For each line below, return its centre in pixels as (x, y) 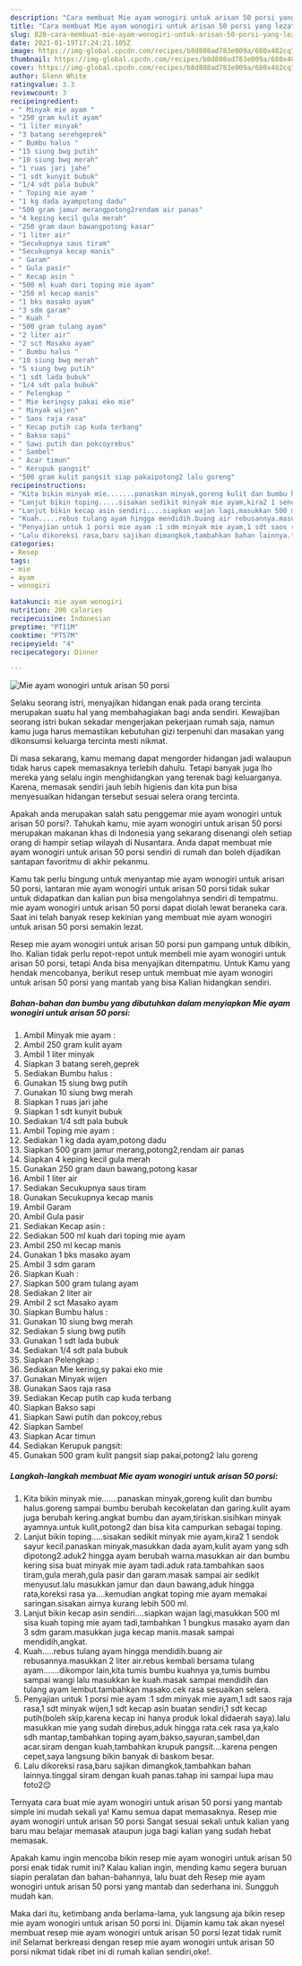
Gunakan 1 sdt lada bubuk (71, 1341)
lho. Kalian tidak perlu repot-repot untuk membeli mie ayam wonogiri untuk (148, 954)
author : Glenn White (49, 76)
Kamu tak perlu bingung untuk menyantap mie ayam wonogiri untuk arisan (147, 879)
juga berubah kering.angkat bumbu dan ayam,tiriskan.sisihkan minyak (152, 1518)
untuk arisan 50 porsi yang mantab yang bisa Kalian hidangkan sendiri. (141, 983)
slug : (20, 34)
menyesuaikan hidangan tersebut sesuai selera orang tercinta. (125, 797)
